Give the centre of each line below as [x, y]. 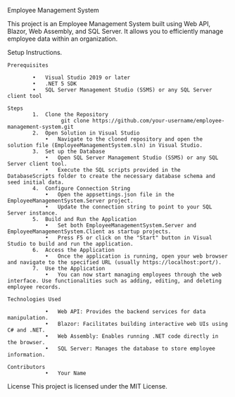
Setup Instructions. [35, 52]
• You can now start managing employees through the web [133, 275]
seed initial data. [36, 182]
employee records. [34, 287]
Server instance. [33, 213]
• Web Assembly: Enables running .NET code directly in [132, 336]
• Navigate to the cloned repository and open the [123, 139]
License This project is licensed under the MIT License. [87, 386]
